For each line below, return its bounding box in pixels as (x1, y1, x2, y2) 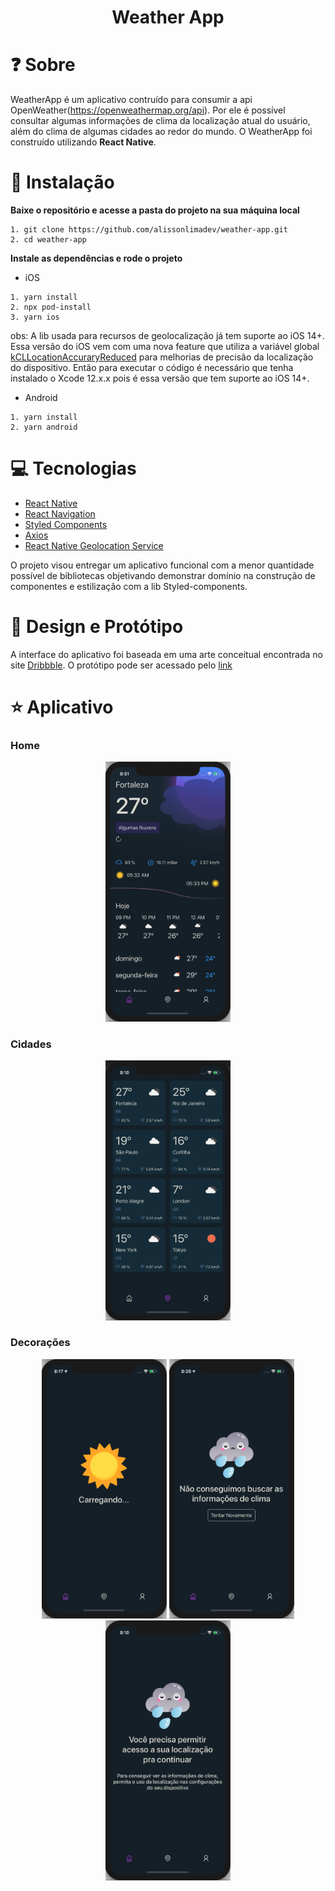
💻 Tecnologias (10, 457, 137, 480)
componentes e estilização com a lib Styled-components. (10, 581, 248, 592)
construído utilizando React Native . (10, 136, 157, 148)
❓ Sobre (10, 54, 76, 76)
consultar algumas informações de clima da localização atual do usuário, (10, 115, 311, 127)
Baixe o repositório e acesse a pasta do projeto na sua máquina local (10, 204, 300, 216)
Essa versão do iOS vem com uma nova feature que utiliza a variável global (10, 341, 320, 353)
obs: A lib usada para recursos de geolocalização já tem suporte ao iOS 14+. (10, 330, 325, 342)
